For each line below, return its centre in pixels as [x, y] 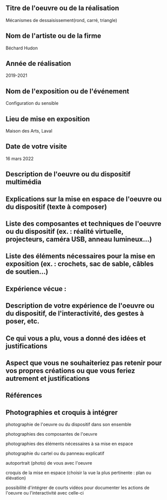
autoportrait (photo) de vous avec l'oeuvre [49, 463]
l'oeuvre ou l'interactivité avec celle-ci [45, 493]
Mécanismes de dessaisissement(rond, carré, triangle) [61, 20]
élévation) [16, 478]
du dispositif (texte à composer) [56, 207]
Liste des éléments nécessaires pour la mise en [81, 256]
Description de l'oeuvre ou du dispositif [68, 174]
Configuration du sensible [32, 103]
